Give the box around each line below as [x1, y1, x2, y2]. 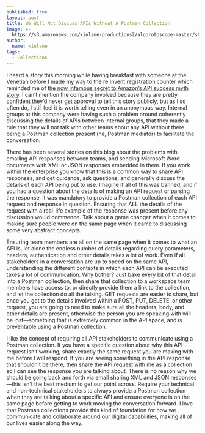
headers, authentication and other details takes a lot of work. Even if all [6, 251, 185, 258]
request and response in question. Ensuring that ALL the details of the [6, 200, 182, 208]
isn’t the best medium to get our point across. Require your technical [22, 380, 195, 388]
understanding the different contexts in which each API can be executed [6, 264, 188, 271]
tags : [6, 49, 20, 55]
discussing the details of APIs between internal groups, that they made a [6, 117, 189, 124]
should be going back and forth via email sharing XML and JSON [6, 374, 170, 381]
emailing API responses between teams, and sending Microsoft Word [6, 154, 180, 162]
